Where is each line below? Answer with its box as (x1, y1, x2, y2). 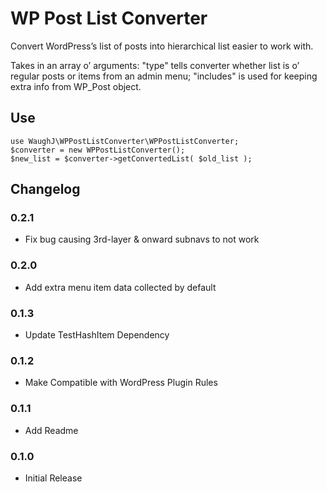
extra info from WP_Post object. (10, 80, 142, 92)
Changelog (10, 181, 81, 198)
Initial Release (24, 472, 83, 484)
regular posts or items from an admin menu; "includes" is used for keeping (10, 70, 318, 82)
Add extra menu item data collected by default (24, 281, 217, 293)
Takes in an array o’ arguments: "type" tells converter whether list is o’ (10, 59, 300, 71)
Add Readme (24, 424, 79, 436)
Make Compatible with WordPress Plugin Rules (24, 377, 218, 389)
